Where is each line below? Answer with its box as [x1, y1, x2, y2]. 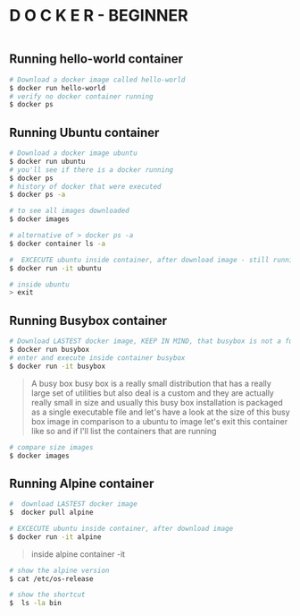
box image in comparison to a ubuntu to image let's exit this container [30, 415, 288, 426]
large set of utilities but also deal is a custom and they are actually [30, 387, 274, 398]
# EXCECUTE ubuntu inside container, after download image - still [9, 255, 270, 264]
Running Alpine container [9, 475, 154, 491]
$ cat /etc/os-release [9, 574, 94, 583]
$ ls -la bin [9, 599, 62, 608]
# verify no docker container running [9, 91, 154, 101]
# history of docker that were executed [9, 182, 162, 191]
